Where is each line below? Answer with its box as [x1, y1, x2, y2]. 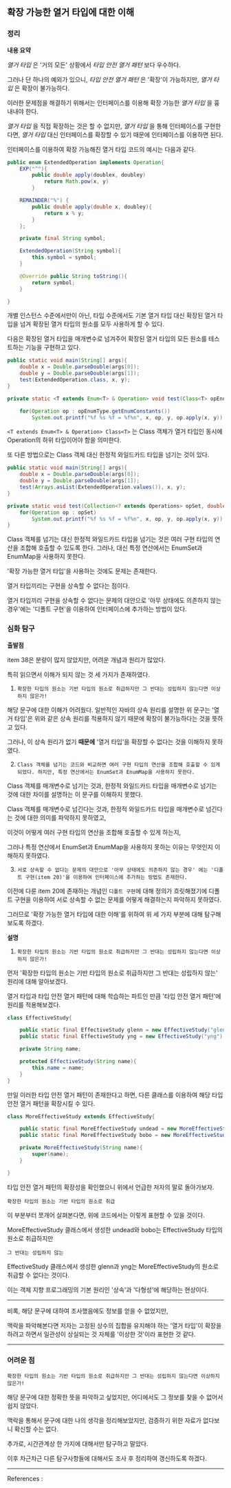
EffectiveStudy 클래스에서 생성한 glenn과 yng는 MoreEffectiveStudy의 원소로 [7, 1262, 219, 1271]
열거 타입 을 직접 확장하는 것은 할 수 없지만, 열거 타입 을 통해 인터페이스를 [7, 121, 203, 130]
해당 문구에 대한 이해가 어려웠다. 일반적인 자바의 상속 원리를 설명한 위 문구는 [7, 706, 211, 714]
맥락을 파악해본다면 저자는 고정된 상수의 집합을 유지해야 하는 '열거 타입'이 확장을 [7, 1321, 222, 1329]
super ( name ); [32, 1151, 69, 1158]
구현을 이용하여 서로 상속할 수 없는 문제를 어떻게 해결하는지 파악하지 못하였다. [14, 895, 222, 904]
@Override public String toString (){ [19, 272, 128, 279]
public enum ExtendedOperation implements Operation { [7, 159, 165, 166]
